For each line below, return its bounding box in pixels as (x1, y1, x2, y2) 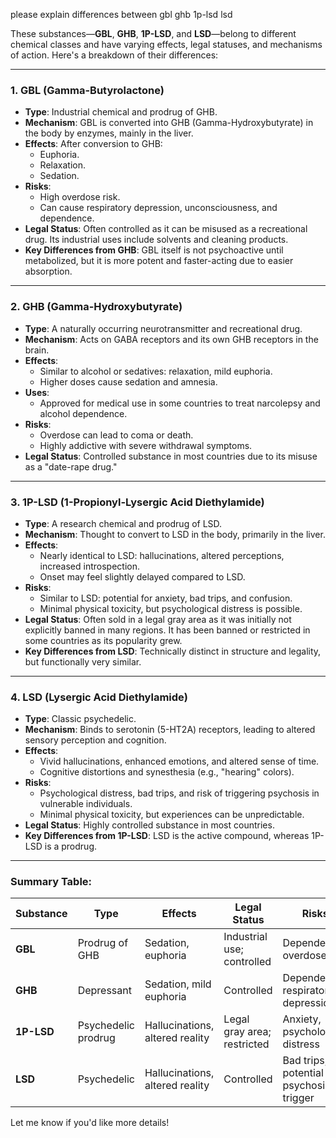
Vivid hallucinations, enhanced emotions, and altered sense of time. (39, 755, 320, 768)
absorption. (24, 265, 73, 278)
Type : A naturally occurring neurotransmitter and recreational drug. (24, 322, 303, 334)
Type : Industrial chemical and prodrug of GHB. (24, 106, 218, 118)
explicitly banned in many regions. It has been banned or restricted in (24, 624, 311, 636)
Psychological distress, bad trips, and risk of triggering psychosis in (39, 787, 320, 799)
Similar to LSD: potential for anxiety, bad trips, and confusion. (39, 592, 293, 604)
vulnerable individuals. (39, 798, 133, 810)
